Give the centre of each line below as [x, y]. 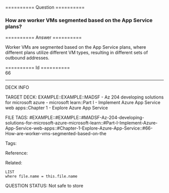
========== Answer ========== [44, 38]
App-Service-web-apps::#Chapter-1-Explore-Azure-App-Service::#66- [79, 128]
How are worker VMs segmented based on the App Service [79, 20]
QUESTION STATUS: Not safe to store [44, 186]
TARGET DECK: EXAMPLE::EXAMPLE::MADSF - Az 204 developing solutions [84, 97]
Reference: [17, 153]
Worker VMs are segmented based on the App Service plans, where [76, 47]
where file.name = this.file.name [41, 176]
